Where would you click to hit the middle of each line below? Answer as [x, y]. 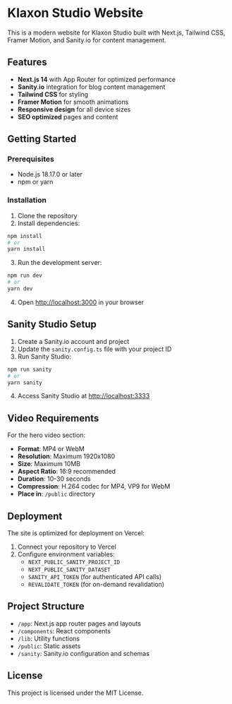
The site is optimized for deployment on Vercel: [76, 533]
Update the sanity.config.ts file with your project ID [94, 349]
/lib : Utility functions [48, 638]
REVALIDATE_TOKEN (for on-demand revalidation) [96, 585]
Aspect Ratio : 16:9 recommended [67, 472]
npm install [25, 236]
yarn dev [20, 289]
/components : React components [64, 631]
